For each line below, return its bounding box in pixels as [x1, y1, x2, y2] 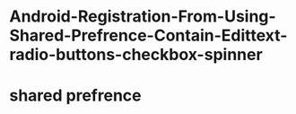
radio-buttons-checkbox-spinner [9, 45, 263, 65]
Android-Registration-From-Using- [9, 6, 276, 27]
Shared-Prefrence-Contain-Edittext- [9, 25, 288, 46]
